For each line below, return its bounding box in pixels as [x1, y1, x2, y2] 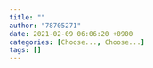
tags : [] [9, 46, 42, 55]
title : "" [9, 12, 46, 22]
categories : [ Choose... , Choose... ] [9, 37, 145, 47]
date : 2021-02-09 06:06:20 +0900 [9, 29, 133, 38]
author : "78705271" [9, 21, 82, 30]
